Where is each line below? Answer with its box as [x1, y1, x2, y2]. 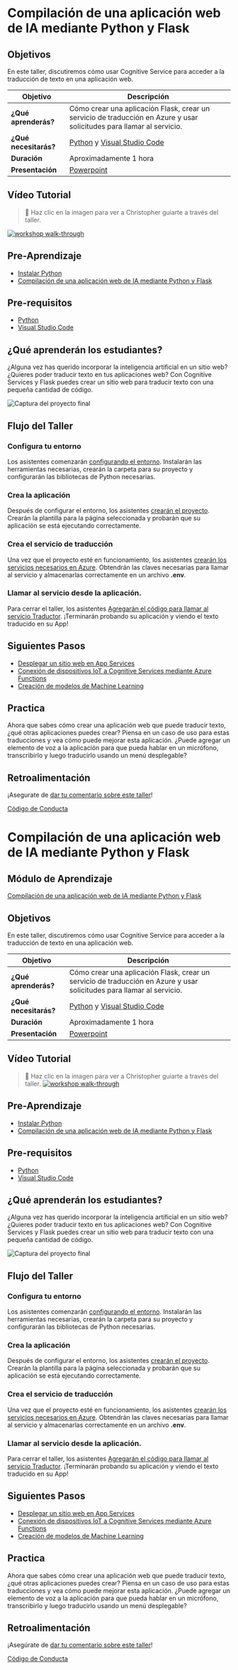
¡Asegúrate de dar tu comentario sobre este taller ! [7, 1641, 153, 1649]
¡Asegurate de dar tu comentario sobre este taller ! [7, 791, 153, 799]
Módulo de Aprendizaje [7, 872, 113, 884]
